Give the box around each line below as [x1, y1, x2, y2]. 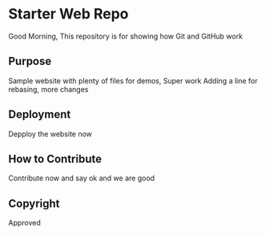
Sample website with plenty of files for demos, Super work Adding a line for [8, 75, 258, 85]
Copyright [8, 197, 60, 210]
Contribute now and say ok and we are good [8, 173, 155, 183]
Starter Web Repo [8, 5, 129, 23]
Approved [8, 218, 42, 228]
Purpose [8, 55, 52, 68]
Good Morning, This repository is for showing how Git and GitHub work [8, 31, 243, 41]
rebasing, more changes [8, 84, 89, 94]
